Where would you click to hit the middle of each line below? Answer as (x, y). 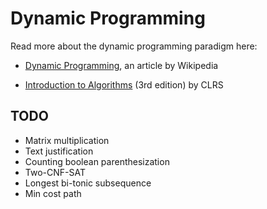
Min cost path (53, 193)
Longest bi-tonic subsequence (88, 183)
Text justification (59, 151)
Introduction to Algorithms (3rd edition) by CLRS (124, 84)
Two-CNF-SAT (55, 172)
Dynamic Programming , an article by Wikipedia (121, 65)
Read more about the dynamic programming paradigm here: (134, 46)
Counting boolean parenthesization (97, 161)
